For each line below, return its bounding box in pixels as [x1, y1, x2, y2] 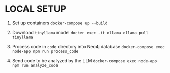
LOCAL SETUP [5, 3, 67, 15]
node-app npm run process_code [12, 49, 79, 54]
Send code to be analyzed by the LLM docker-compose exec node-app [12, 57, 157, 63]
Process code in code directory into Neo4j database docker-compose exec [12, 43, 165, 49]
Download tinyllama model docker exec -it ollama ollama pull [12, 29, 149, 35]
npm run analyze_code [12, 63, 58, 68]
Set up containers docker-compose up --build [12, 20, 108, 26]
